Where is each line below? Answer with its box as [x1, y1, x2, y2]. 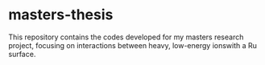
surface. [8, 49, 36, 59]
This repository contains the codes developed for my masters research [8, 32, 244, 42]
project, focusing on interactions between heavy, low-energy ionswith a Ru [8, 40, 258, 50]
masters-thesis [8, 6, 114, 24]
